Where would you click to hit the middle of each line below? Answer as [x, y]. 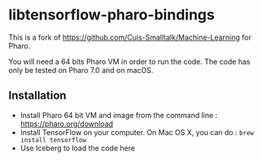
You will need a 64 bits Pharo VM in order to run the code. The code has [129, 61]
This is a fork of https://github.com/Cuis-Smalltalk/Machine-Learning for [130, 37]
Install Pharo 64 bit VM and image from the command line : [119, 115]
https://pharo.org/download [67, 124]
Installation [37, 96]
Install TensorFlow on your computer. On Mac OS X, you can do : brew [137, 132]
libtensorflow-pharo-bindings [112, 15]
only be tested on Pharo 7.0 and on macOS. [81, 70]
